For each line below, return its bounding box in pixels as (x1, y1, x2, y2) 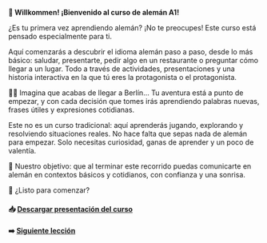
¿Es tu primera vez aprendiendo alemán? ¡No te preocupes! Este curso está (8, 23, 257, 32)
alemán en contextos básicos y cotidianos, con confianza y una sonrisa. (8, 170, 246, 179)
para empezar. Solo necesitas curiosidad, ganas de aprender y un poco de (8, 137, 254, 147)
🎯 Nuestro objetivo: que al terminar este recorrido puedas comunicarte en (8, 161, 252, 171)
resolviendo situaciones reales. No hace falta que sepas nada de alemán (8, 129, 248, 138)
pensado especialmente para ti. (8, 32, 112, 41)
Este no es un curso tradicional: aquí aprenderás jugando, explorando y (8, 121, 244, 129)
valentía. (8, 146, 37, 155)
